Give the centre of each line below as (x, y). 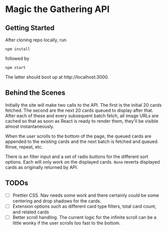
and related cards (31, 212)
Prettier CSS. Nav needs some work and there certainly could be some (86, 195)
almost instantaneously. (30, 126)
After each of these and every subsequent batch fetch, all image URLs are (82, 115)
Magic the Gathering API (57, 9)
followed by (17, 58)
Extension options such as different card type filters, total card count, (85, 206)
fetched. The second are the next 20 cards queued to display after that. (79, 110)
